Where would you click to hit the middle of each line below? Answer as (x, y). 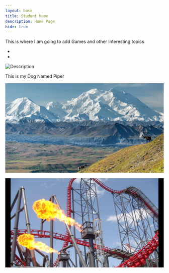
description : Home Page (30, 21)
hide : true (17, 27)
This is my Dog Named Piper (35, 76)
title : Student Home (27, 16)
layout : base (19, 11)
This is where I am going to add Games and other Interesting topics (75, 42)
